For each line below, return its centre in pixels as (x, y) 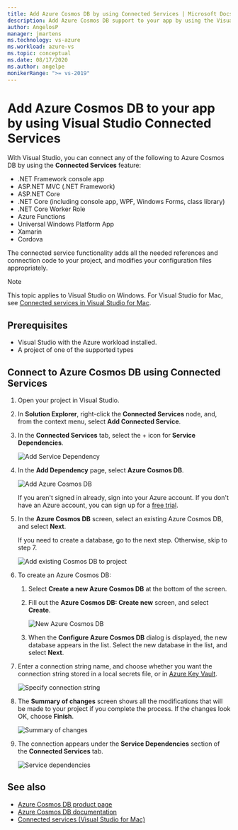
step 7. (27, 548)
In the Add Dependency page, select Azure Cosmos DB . (101, 470)
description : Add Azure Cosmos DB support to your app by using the (110, 21)
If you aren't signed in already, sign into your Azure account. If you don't (123, 498)
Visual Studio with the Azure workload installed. (87, 342)
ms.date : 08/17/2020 (38, 60)
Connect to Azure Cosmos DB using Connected (114, 372)
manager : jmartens (34, 34)
